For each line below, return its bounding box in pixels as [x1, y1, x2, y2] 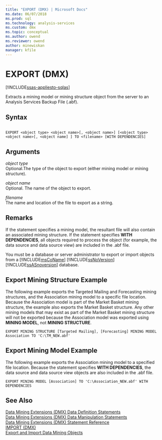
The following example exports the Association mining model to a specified [5, 359, 155, 365]
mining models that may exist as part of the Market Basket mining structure [5, 309, 155, 315]
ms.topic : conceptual [5, 30, 49, 34]
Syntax [5, 113, 27, 121]
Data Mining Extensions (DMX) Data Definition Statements [5, 409, 121, 415]
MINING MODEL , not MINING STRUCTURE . [5, 319, 92, 325]
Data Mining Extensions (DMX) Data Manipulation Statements [5, 414, 127, 420]
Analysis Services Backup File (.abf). [5, 99, 79, 105]
